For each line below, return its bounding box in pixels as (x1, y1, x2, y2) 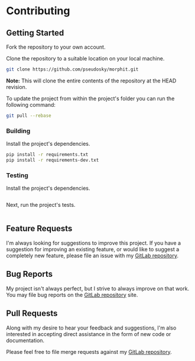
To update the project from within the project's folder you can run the (6, 95, 175, 102)
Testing (6, 171, 28, 179)
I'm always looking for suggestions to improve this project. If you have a (6, 239, 181, 247)
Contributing (6, 4, 70, 18)
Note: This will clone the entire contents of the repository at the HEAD (6, 77, 177, 84)
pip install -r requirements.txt (6, 152, 89, 158)
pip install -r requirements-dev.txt (6, 157, 99, 163)
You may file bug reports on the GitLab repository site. (6, 291, 138, 298)
